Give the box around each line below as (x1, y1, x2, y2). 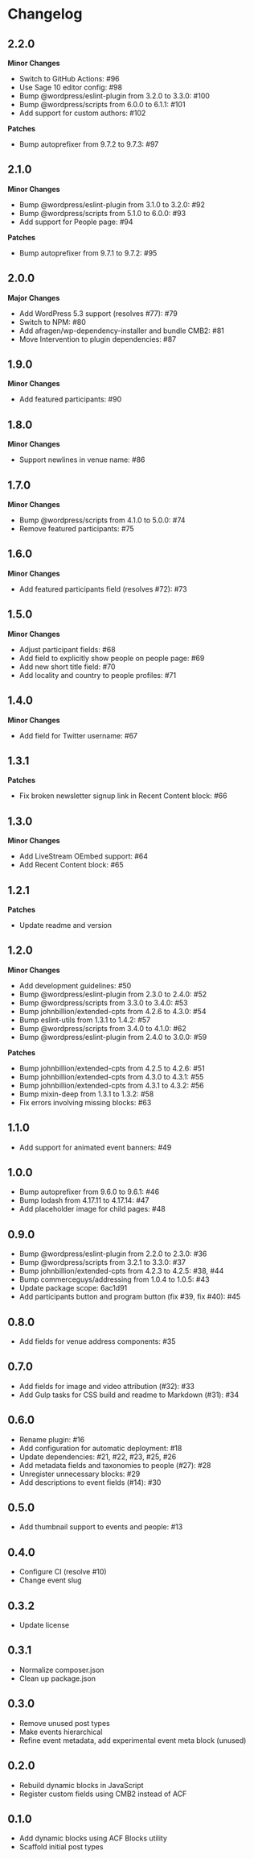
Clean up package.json (18, 1674, 96, 1683)
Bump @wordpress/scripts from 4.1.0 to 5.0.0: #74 (18, 515, 186, 525)
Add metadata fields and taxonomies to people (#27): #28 (18, 1460, 211, 1470)
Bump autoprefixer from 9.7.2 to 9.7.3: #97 (18, 139, 159, 149)
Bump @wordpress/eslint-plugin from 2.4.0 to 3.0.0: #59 (18, 1032, 207, 1042)
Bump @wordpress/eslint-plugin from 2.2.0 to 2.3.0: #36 (18, 1249, 207, 1258)
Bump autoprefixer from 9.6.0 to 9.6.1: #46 (18, 1187, 160, 1197)
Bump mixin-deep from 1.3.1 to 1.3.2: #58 (18, 1089, 154, 1099)
